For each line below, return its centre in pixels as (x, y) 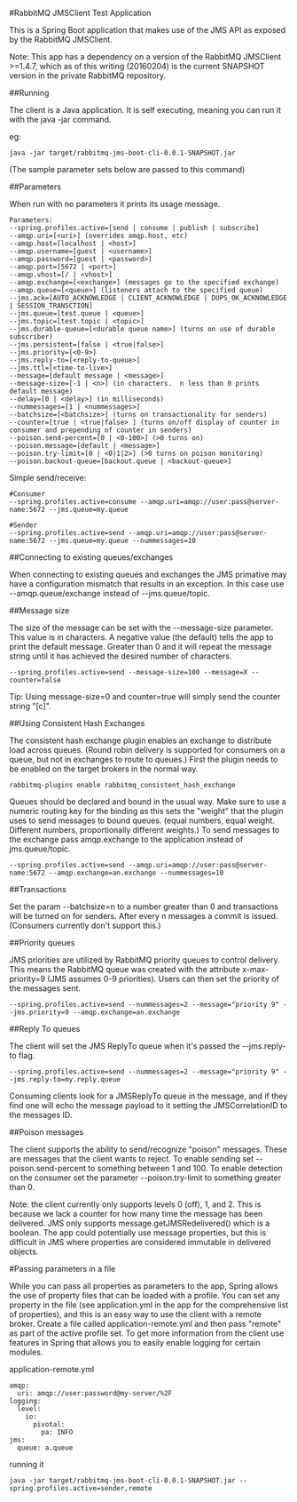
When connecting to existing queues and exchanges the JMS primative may (148, 574)
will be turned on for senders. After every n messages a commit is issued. (144, 916)
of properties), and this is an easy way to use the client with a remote (135, 1314)
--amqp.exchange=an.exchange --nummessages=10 (136, 873)
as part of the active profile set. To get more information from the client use (147, 1333)
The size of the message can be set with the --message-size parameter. (141, 627)
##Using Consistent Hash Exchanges (77, 723)
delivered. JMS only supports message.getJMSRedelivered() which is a (140, 1223)
